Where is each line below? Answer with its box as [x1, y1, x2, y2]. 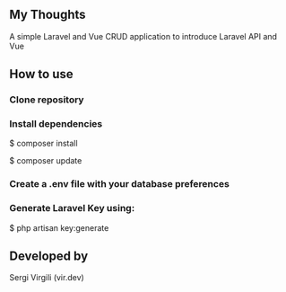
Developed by [9, 249, 89, 264]
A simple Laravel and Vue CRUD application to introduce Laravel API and [9, 31, 278, 41]
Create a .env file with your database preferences [9, 178, 230, 190]
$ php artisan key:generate [9, 222, 109, 233]
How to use [9, 66, 74, 82]
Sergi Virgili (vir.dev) [9, 272, 85, 283]
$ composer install [9, 138, 78, 149]
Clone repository [9, 93, 84, 106]
